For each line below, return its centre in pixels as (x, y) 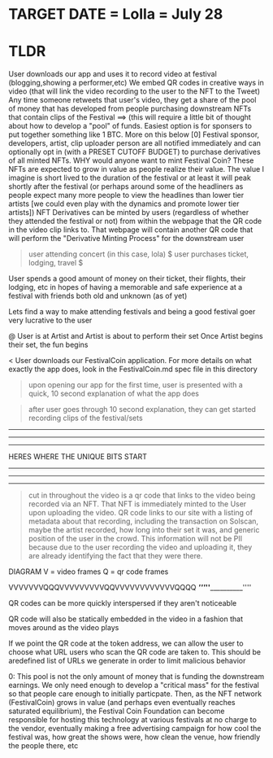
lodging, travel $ (56, 263)
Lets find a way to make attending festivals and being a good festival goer (132, 312)
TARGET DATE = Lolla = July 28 (116, 14)
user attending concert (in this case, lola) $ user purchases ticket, (139, 254)
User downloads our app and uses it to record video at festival (113, 74)
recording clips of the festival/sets (86, 418)
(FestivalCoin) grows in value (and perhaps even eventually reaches (122, 703)
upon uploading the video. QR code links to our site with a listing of (141, 513)
